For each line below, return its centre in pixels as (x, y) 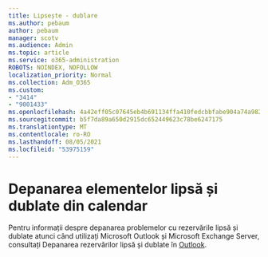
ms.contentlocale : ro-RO (49, 134)
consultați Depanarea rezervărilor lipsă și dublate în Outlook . (108, 245)
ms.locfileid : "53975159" (51, 149)
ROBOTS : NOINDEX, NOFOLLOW (53, 68)
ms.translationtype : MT (48, 127)
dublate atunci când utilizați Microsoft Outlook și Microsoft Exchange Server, (134, 236)
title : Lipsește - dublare (53, 16)
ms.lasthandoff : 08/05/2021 (55, 142)
